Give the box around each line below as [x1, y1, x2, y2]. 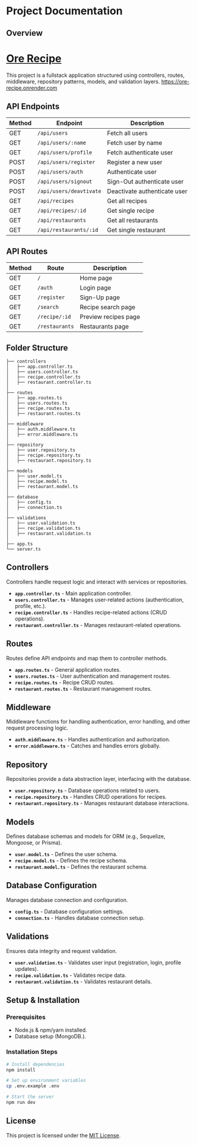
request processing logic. [6, 724, 69, 731]
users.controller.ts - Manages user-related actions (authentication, [14, 596, 184, 603]
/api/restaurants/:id [37, 226, 99, 234]
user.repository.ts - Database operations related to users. [14, 787, 160, 794]
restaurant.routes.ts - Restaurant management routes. [14, 685, 152, 692]
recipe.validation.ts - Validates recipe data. [14, 972, 126, 979]
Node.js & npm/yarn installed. [14, 1026, 87, 1034]
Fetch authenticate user [107, 148, 173, 157]
